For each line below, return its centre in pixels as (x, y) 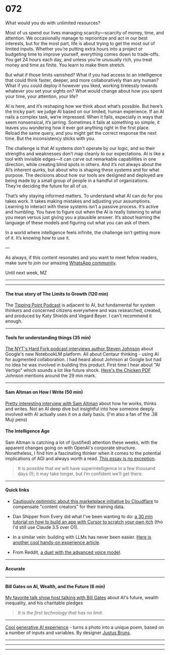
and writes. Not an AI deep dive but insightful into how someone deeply (80, 409)
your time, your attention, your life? (42, 96)
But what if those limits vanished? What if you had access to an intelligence (84, 74)
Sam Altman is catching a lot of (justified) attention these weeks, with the (81, 442)
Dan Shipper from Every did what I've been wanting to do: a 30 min (82, 516)
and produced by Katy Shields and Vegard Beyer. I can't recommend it (78, 316)
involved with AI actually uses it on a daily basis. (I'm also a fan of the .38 (81, 414)
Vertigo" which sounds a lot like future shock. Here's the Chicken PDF (78, 370)
